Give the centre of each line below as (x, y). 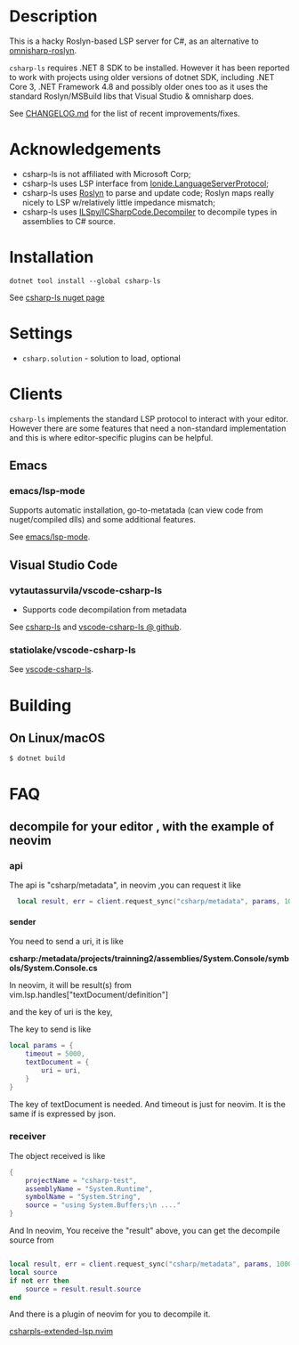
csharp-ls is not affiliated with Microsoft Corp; (106, 174)
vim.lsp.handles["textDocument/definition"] (89, 995)
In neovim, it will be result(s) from (70, 985)
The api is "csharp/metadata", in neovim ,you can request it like (125, 885)
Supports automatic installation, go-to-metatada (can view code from (137, 510)
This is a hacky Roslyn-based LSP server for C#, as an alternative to (134, 41)
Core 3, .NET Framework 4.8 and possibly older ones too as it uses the (139, 86)
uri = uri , (61, 1070)
